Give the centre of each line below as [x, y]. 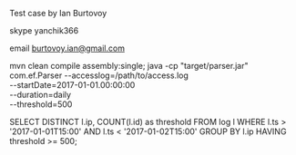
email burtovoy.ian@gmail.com [67, 48]
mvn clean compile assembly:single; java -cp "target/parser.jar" [129, 66]
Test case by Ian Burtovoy [58, 13]
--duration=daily [40, 95]
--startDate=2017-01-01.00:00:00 [72, 85]
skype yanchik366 [44, 30]
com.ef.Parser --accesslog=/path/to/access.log [99, 75]
